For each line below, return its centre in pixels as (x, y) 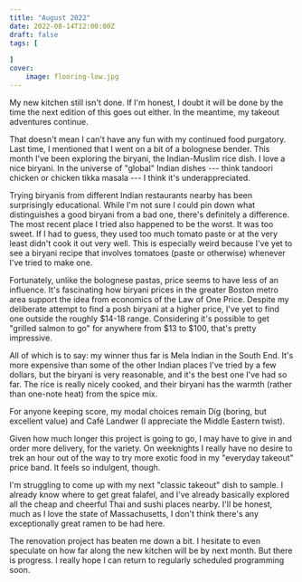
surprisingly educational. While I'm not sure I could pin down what (132, 205)
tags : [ (24, 43)
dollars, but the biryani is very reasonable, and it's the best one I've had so (148, 374)
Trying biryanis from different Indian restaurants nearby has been (131, 195)
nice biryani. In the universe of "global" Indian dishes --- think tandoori (142, 167)
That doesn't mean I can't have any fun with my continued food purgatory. (148, 139)
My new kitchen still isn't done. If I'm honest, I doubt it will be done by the (146, 102)
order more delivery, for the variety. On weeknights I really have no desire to (151, 448)
